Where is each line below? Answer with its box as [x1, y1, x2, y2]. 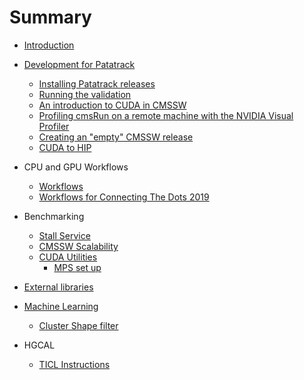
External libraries [23, 281, 94, 293]
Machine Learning [23, 300, 99, 312]
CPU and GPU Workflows [23, 161, 129, 173]
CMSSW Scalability [38, 240, 119, 252]
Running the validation [38, 88, 132, 100]
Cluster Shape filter [38, 319, 119, 331]
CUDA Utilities [38, 251, 98, 263]
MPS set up [53, 261, 102, 273]
